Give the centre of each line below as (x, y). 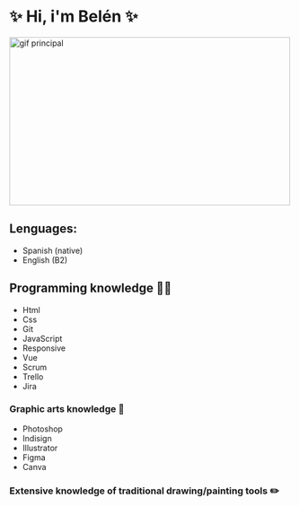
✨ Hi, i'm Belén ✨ (74, 17)
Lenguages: (44, 229)
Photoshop (42, 429)
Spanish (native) (53, 250)
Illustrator (40, 448)
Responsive (44, 348)
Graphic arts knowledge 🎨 (67, 409)
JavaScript (42, 338)
